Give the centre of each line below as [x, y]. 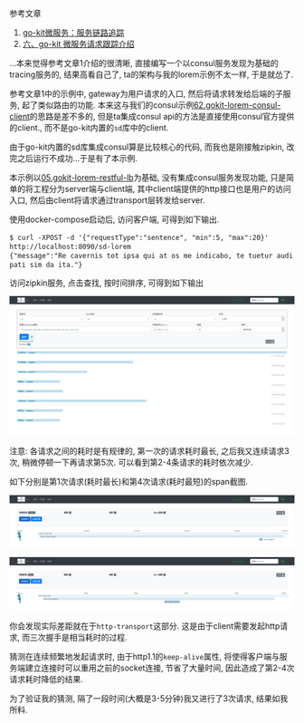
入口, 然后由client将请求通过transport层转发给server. [107, 200]
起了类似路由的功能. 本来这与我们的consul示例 [108, 105]
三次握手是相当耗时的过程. [79, 637]
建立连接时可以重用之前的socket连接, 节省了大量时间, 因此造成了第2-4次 [160, 668]
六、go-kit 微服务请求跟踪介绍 [78, 44]
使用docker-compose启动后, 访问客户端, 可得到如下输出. [114, 219]
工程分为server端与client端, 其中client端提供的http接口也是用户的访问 [162, 189]
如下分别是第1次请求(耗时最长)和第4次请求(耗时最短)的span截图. [129, 481]
